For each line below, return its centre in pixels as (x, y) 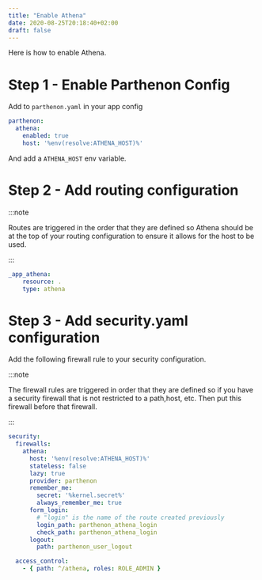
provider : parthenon (63, 481)
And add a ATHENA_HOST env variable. (67, 158)
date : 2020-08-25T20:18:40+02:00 (63, 23)
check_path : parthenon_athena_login (97, 532)
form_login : (49, 510)
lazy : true (47, 473)
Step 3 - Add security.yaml (98, 320)
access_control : (42, 561)
